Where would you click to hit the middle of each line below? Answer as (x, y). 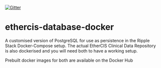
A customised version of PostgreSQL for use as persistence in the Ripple (77, 40)
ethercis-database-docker (59, 27)
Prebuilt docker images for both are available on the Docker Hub (69, 60)
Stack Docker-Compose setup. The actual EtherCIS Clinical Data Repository (80, 46)
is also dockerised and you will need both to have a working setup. (71, 51)
